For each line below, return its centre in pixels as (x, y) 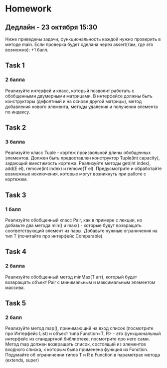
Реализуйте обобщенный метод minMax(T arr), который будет (71, 277)
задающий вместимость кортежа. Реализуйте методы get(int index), (78, 163)
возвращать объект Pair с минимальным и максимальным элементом (80, 282)
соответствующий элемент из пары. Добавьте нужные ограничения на (82, 231)
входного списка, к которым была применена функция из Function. (77, 349)
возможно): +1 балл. (27, 50)
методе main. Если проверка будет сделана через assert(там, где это (79, 44)
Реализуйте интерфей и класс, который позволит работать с (70, 90)
